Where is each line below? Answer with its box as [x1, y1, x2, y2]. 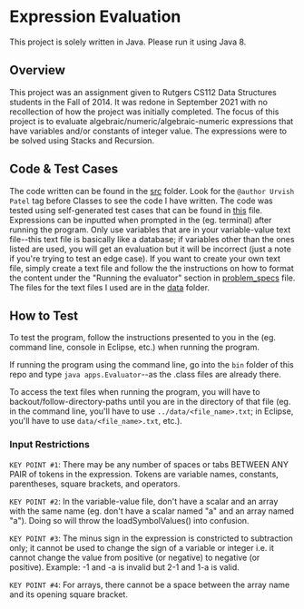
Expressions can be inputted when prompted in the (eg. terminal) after [9, 214, 272, 225]
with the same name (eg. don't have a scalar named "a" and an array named [9, 506, 295, 516]
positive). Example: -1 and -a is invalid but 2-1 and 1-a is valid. [9, 561, 240, 573]
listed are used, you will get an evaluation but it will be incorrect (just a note [9, 243, 292, 254]
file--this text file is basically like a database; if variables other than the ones [9, 233, 295, 244]
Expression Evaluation [9, 6, 181, 27]
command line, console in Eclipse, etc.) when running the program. [9, 342, 260, 353]
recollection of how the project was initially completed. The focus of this [9, 106, 279, 117]
